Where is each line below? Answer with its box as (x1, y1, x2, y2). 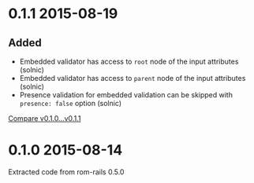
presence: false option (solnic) (19, 99, 122, 108)
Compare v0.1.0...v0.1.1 (8, 114, 81, 123)
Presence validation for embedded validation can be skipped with (19, 90, 233, 99)
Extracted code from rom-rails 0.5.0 (8, 167, 125, 177)
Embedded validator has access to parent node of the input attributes (19, 74, 246, 82)
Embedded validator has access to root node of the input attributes (19, 57, 239, 66)
